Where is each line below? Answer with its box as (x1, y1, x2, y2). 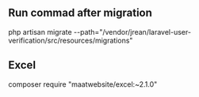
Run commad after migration (8, 6, 153, 20)
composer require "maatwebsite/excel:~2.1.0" (8, 79, 158, 89)
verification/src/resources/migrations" (8, 35, 133, 45)
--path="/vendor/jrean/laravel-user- (74, 27, 192, 36)
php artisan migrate (8, 27, 73, 36)
